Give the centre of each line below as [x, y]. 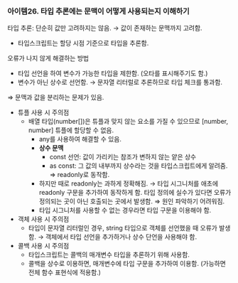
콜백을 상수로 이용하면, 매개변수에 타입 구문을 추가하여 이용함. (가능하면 [127, 264]
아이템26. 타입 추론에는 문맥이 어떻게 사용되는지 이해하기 [98, 11]
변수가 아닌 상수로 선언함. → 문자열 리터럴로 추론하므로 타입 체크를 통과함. [120, 82]
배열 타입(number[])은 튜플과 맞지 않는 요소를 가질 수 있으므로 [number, [128, 122]
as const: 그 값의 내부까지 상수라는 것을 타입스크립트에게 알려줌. [139, 166]
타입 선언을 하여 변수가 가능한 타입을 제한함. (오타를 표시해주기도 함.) [113, 73]
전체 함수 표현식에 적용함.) [65, 272]
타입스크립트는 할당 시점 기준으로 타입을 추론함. [83, 43]
